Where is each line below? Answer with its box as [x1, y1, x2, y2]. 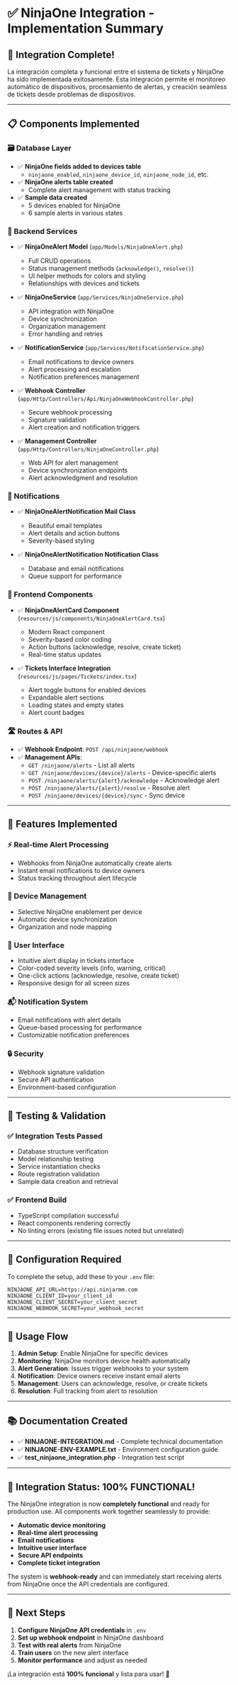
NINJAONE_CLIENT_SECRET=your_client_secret [7, 1298, 138, 1305]
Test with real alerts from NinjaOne [17, 1640, 122, 1649]
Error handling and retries [28, 329, 103, 338]
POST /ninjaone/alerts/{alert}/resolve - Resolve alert [28, 783, 191, 791]
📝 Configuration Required [7, 1253, 122, 1266]
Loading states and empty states [28, 700, 124, 709]
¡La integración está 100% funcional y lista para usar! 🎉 [7, 1669, 170, 1678]
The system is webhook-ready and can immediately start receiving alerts [7, 1572, 222, 1581]
